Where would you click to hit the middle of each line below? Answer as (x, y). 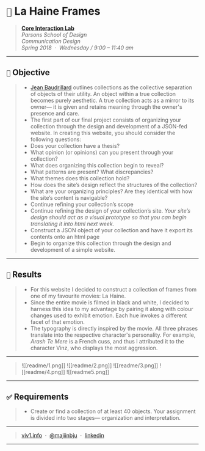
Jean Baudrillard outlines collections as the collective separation (111, 87)
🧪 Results (24, 275)
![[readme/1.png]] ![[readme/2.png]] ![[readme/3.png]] (90, 365)
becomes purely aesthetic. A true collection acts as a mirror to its (112, 100)
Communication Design (51, 41)
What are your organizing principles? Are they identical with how (112, 191)
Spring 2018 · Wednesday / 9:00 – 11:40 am (77, 48)
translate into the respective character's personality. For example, (113, 335)
